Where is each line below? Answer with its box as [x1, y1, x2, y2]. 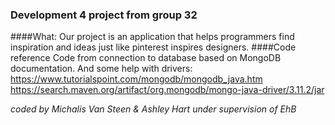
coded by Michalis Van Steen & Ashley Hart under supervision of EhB [10, 103, 297, 115]
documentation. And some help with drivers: [10, 63, 193, 75]
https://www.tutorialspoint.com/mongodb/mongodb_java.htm [10, 73, 263, 85]
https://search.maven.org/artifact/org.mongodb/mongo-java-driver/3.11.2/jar [10, 84, 325, 96]
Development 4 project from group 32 [10, 8, 198, 22]
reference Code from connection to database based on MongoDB [10, 52, 282, 64]
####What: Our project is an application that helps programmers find [10, 31, 295, 43]
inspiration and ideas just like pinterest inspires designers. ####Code [10, 41, 297, 53]
